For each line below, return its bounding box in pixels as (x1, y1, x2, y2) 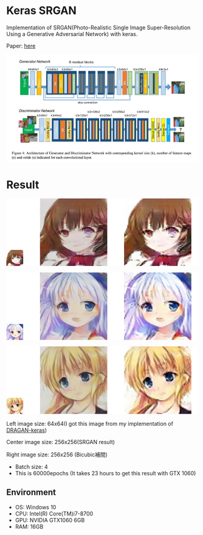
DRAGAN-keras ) (6, 426, 47, 434)
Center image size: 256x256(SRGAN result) (6, 438, 115, 445)
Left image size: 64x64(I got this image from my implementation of (6, 420, 173, 427)
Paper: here (6, 42, 36, 49)
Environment (6, 487, 57, 498)
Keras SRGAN (6, 4, 77, 18)
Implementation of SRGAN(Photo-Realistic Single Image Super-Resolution (6, 24, 191, 31)
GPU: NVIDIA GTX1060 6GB (15, 516, 85, 523)
